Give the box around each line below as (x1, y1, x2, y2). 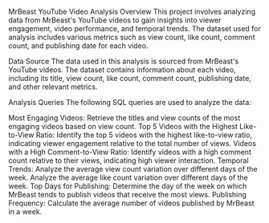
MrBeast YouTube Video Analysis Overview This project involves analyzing (8, 7, 255, 16)
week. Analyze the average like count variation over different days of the (8, 172, 249, 182)
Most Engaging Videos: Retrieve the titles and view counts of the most (8, 113, 241, 123)
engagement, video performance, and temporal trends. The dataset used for (8, 24, 261, 33)
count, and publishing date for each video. (8, 41, 149, 51)
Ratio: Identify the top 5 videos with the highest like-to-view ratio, (35, 130, 253, 140)
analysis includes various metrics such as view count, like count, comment (8, 32, 255, 42)
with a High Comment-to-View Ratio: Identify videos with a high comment (8, 148, 251, 156)
